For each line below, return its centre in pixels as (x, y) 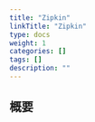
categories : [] (38, 52)
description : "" (40, 69)
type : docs (30, 34)
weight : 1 (28, 43)
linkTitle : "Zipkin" (48, 26)
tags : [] (26, 60)
